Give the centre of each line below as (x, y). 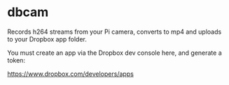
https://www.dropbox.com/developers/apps (71, 74)
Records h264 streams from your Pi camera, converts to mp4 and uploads (114, 32)
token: (16, 60)
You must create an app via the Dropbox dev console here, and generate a (114, 53)
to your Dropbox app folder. (47, 39)
